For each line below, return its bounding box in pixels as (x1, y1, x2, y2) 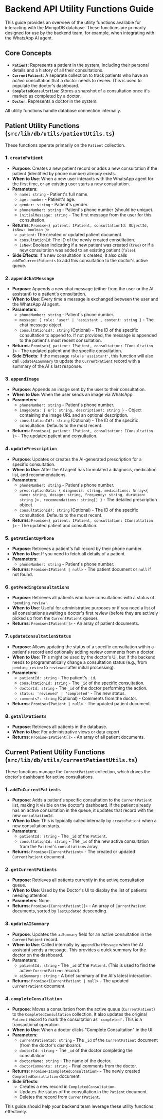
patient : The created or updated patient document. (19, 231, 123, 237)
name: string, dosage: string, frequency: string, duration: (19, 492, 146, 497)
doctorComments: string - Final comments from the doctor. (19, 1063, 137, 1068)
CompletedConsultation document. (12, 1073, 81, 1079)
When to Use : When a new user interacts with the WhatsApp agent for (12, 176, 154, 181)
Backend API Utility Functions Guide (5, 3, 154, 15)
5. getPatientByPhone (5, 534, 54, 541)
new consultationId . (12, 813, 54, 818)
